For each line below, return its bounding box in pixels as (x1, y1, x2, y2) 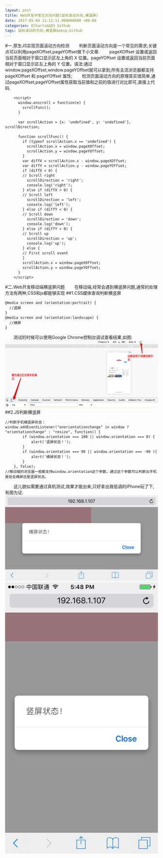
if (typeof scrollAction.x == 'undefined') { (22, 139, 116, 144)
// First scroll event (22, 251, 68, 256)
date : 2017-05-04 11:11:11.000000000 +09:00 (5, 18, 97, 23)
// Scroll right (22, 173, 55, 178)
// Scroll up (22, 231, 49, 236)
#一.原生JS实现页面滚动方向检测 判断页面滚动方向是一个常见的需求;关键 (5, 43, 157, 49)
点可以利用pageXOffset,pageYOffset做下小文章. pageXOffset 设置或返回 (5, 49, 157, 55)
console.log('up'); (26, 241, 66, 246)
